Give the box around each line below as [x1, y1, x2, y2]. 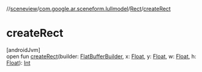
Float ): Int [6, 59, 31, 66]
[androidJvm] [6, 46, 41, 53]
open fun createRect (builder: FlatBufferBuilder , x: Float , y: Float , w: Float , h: [6, 53, 197, 60]
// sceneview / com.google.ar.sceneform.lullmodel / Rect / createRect [6, 5, 171, 12]
